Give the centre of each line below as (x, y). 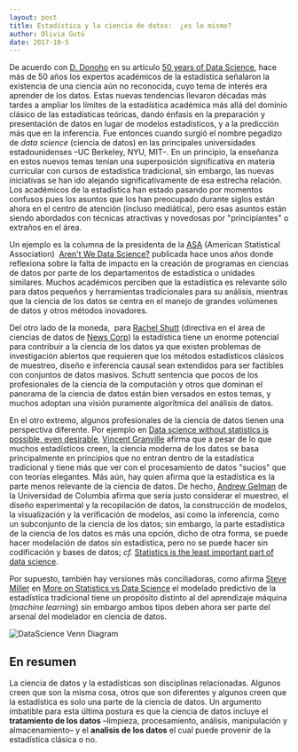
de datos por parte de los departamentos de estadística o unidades (132, 273)
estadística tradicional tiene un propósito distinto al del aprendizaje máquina (148, 598)
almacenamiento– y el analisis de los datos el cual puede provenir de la (140, 730)
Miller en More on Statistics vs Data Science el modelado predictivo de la (143, 588)
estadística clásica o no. (53, 740)
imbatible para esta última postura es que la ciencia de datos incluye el (139, 711)
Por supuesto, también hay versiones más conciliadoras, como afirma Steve (148, 579)
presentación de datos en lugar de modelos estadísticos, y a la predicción (144, 124)
